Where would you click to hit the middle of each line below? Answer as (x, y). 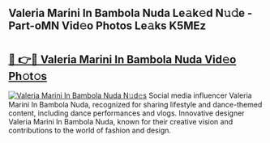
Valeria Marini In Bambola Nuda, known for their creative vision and (121, 122)
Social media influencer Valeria (201, 95)
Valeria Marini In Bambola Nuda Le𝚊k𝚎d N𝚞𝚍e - (131, 13)
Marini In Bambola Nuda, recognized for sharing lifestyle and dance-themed (135, 105)
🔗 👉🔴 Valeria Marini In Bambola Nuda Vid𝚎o (122, 59)
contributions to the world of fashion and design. (90, 130)
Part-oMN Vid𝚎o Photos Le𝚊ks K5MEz (107, 26)
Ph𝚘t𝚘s (28, 76)
